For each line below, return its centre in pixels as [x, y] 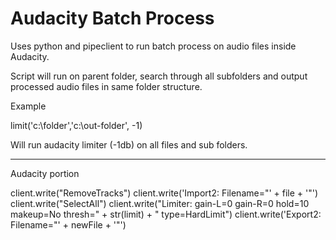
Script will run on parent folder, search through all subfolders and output [159, 76]
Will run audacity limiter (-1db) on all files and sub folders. [129, 144]
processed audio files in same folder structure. [106, 86]
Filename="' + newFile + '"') [68, 224]
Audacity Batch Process [112, 18]
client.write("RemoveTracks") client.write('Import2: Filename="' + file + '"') [164, 193]
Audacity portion [45, 173]
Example [28, 106]
